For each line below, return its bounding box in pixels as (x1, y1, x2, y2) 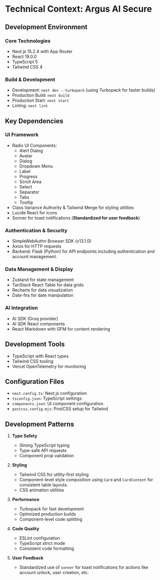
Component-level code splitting (19, 516, 82, 522)
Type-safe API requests (19, 448, 67, 453)
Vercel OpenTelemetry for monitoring (12, 363, 86, 369)
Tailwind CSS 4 (12, 64, 43, 70)
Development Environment (5, 23, 88, 31)
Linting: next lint (12, 103, 48, 109)
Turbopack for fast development (19, 506, 84, 512)
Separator (19, 189, 40, 195)
